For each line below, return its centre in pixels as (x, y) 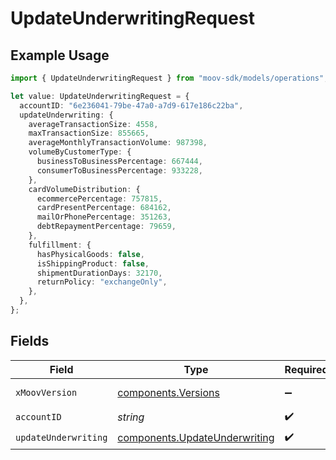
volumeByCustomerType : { (80, 152)
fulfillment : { (60, 245)
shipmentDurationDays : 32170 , (99, 273)
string (131, 417)
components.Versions (168, 392)
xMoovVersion (46, 392)
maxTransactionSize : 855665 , (89, 133)
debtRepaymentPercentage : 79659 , (106, 227)
